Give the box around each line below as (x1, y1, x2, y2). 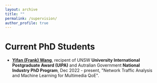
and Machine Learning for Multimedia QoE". (12, 73, 99, 79)
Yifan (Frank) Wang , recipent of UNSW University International (12, 57, 140, 63)
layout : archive (5, 7, 38, 12)
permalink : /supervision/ (5, 16, 57, 21)
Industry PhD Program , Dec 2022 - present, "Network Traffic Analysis (12, 68, 153, 73)
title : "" (5, 12, 25, 16)
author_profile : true (5, 20, 49, 26)
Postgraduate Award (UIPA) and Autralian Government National (12, 62, 140, 68)
